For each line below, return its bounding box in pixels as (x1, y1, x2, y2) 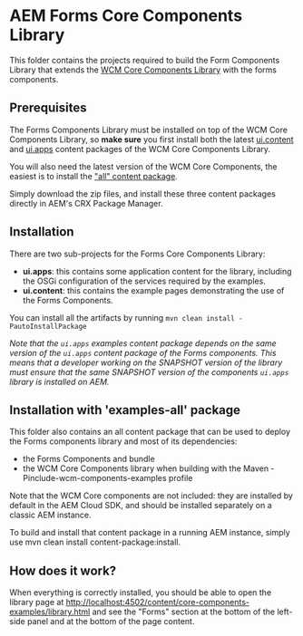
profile (168, 473, 193, 484)
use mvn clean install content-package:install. (9, 536, 181, 548)
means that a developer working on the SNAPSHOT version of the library (9, 357, 283, 368)
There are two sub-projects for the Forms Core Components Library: (9, 248, 266, 259)
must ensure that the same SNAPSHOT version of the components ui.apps (9, 366, 289, 377)
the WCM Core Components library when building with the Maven (22, 463, 269, 474)
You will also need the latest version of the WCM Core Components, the (9, 160, 279, 172)
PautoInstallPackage (9, 322, 88, 331)
